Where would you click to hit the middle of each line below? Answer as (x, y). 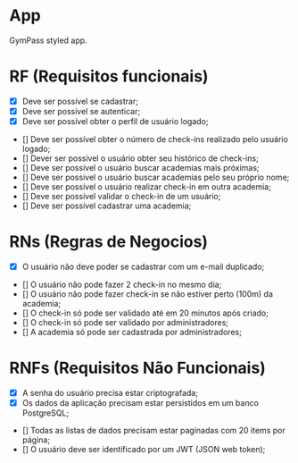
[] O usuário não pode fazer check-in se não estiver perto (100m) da (148, 294)
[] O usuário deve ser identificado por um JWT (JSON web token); (144, 450)
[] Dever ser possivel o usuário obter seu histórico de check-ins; (140, 158)
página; (36, 440)
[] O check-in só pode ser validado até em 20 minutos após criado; (145, 313)
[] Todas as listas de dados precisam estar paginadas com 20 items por (153, 431)
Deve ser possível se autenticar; (81, 111)
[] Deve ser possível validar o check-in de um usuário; (121, 197)
